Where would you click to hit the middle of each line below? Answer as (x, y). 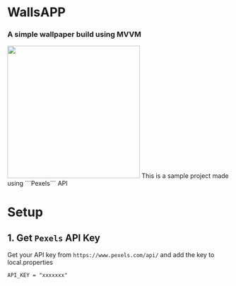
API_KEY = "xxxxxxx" (38, 275)
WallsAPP (36, 12)
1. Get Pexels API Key (54, 238)
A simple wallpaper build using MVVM (74, 35)
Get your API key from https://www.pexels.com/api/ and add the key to (111, 255)
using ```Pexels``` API (38, 184)
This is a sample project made (185, 176)
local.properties (30, 263)
